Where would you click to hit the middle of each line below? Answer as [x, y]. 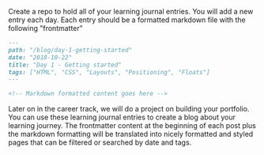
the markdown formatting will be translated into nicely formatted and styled [131, 134]
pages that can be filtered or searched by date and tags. [100, 142]
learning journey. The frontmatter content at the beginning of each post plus [132, 126]
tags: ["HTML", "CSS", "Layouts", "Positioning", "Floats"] [109, 72]
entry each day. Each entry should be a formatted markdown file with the [127, 20]
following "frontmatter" [45, 28]
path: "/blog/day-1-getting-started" [70, 50]
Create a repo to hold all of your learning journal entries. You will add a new [131, 11]
